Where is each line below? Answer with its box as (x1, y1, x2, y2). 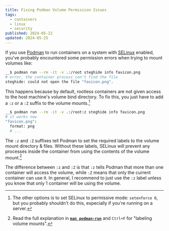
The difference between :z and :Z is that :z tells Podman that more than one (5, 164, 163, 170)
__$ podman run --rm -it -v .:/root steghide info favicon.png (5, 70, 141, 75)
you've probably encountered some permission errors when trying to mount (5, 54, 162, 61)
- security (10, 26, 33, 31)
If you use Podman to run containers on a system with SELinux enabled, (5, 49, 154, 55)
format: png (10, 124, 35, 129)
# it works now (5, 114, 37, 120)
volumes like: (5, 60, 33, 66)
